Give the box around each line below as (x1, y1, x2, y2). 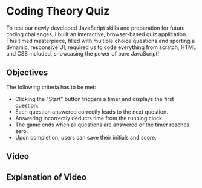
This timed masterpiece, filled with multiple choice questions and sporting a (6, 37, 195, 44)
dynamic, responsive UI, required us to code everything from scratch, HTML (6, 44, 197, 51)
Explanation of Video (6, 172, 86, 182)
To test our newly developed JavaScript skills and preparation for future (6, 24, 186, 31)
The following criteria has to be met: (6, 83, 97, 91)
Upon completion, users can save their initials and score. (15, 134, 157, 141)
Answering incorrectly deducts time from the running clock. (15, 114, 164, 122)
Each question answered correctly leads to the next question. (15, 108, 168, 115)
